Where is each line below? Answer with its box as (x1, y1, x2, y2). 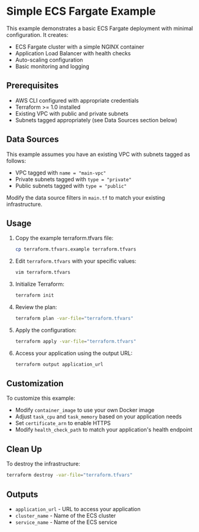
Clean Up (6, 444, 42, 454)
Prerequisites (6, 80, 59, 91)
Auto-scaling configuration (15, 56, 83, 63)
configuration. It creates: (6, 31, 69, 38)
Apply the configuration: (15, 326, 77, 334)
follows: (6, 157, 26, 164)
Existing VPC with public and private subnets (15, 109, 129, 117)
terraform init (15, 292, 54, 299)
